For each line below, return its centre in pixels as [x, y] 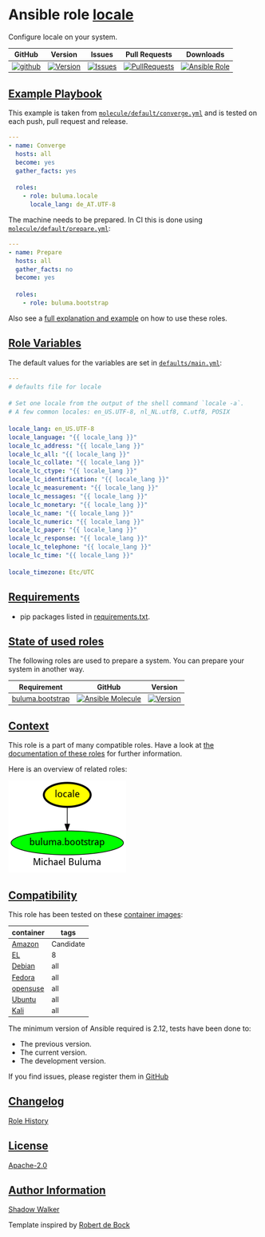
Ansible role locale [71, 15]
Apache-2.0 [28, 1165]
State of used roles [56, 641]
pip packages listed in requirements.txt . [85, 617]
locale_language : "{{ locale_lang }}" [73, 437]
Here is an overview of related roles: [68, 769]
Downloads [206, 54]
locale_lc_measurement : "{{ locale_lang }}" [83, 488]
